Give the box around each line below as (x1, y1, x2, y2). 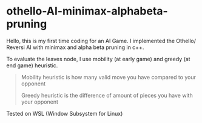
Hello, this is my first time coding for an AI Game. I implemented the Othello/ (6, 37, 196, 44)
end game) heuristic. (6, 62, 58, 69)
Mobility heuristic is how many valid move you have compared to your (21, 73, 196, 81)
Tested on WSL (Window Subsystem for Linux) (6, 110, 123, 117)
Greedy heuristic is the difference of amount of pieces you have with (21, 91, 193, 99)
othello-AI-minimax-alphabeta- (6, 4, 168, 18)
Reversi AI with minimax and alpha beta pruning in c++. (6, 44, 144, 51)
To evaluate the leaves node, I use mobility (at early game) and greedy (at (6, 55, 190, 62)
